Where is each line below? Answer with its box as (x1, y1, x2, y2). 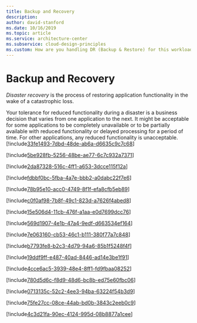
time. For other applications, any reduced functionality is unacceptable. (6, 134, 178, 141)
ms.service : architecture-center (6, 36, 88, 42)
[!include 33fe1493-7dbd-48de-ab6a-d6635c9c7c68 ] (6, 140, 135, 147)
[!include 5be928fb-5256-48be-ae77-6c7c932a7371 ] (6, 151, 134, 158)
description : (6, 14, 38, 20)
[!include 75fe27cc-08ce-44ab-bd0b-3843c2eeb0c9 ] (6, 299, 136, 306)
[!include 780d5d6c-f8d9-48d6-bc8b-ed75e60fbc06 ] (6, 276, 136, 283)
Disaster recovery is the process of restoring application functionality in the (6, 91, 189, 98)
